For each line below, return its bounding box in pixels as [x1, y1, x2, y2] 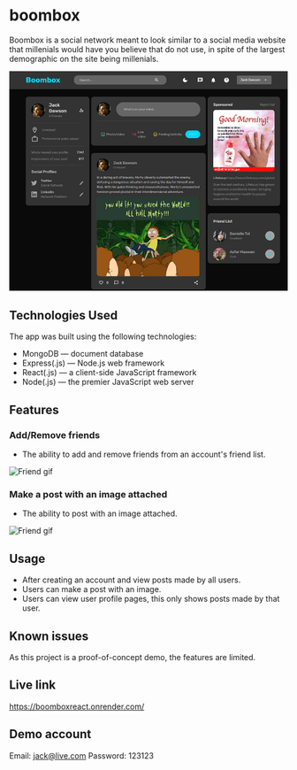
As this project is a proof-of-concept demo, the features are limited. [9, 652, 256, 663]
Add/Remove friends [9, 428, 100, 441]
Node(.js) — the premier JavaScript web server [21, 377, 194, 388]
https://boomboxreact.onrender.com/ [9, 701, 145, 712]
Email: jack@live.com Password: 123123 [9, 750, 155, 761]
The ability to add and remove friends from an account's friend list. [21, 449, 266, 460]
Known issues [9, 628, 89, 643]
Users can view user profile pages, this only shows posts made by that [21, 594, 280, 604]
